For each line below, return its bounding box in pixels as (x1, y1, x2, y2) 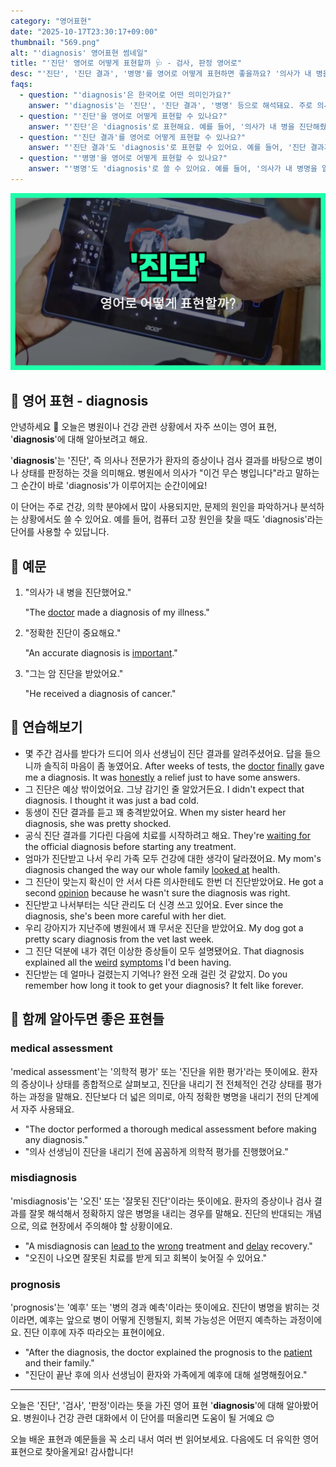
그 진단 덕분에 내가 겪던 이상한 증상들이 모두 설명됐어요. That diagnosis (24, 945, 305, 957)
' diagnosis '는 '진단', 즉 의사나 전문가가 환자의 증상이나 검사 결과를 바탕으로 (10, 455, 305, 467)
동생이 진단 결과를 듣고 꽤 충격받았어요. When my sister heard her (24, 806, 287, 818)
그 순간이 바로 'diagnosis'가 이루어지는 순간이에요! (10, 480, 208, 492)
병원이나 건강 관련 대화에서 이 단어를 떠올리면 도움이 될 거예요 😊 (23, 1412, 275, 1424)
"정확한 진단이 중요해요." (24, 627, 122, 639)
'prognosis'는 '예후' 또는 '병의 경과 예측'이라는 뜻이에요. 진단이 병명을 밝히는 (10, 1301, 310, 1314)
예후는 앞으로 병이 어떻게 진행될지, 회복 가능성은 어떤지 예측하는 (39, 1314, 288, 1326)
